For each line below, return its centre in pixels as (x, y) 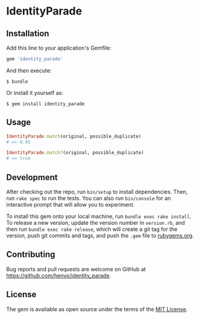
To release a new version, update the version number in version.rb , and (96, 223)
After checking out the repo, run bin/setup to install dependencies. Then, (97, 192)
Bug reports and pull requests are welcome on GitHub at (76, 269)
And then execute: (29, 70)
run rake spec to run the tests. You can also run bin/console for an (89, 198)
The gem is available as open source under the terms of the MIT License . (97, 309)
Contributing (31, 255)
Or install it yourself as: (35, 92)
